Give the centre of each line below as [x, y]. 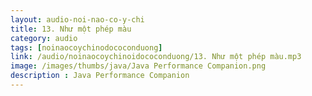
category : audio [44, 38]
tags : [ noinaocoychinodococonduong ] [86, 47]
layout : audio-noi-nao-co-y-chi [77, 19]
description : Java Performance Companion [100, 76]
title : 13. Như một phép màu [71, 29]
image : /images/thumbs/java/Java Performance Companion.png [138, 66]
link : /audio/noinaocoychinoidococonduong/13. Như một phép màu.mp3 [156, 57]
